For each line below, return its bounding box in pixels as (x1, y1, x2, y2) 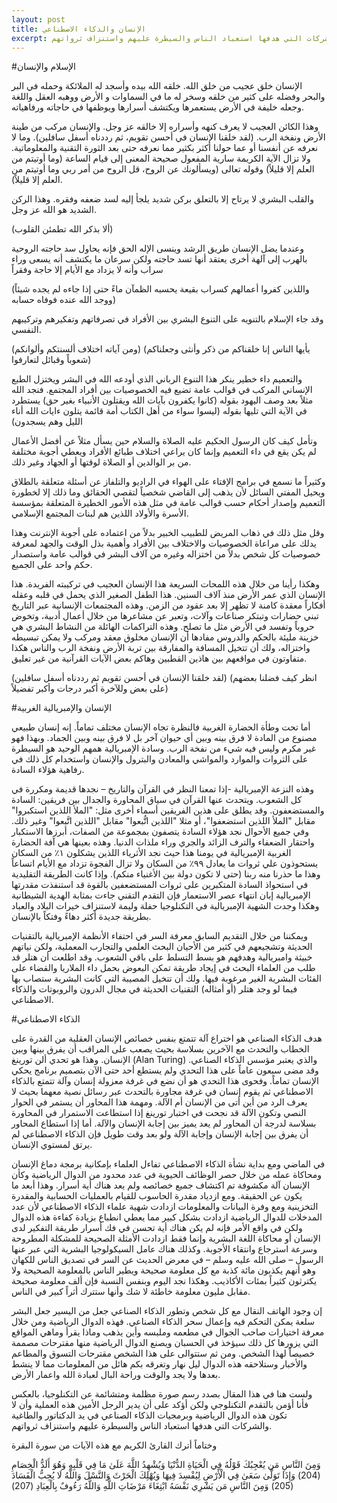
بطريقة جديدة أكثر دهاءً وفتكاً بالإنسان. (11, 911, 152, 923)
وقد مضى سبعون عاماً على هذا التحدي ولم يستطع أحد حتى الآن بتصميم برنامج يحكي (11, 1064, 319, 1076)
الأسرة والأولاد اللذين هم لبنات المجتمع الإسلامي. (11, 507, 189, 520)
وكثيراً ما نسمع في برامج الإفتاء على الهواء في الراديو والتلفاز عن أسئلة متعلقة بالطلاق (11, 476, 326, 488)
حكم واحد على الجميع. (11, 559, 93, 571)
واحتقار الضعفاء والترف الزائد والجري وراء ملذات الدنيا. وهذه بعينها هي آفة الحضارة (11, 836, 315, 848)
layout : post (11, 14, 66, 25)
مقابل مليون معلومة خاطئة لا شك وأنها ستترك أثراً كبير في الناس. (11, 1286, 251, 1298)
